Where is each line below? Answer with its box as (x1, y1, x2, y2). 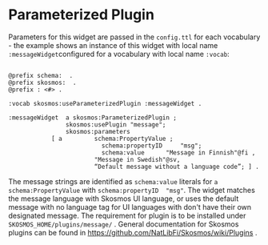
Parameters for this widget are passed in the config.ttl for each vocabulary (8, 32, 261, 42)
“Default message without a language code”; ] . (94, 163, 260, 171)
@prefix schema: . (8, 71, 74, 79)
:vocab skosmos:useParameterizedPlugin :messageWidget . (8, 99, 202, 107)
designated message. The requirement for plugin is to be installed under (8, 211, 246, 220)
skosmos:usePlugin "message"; (65, 120, 166, 129)
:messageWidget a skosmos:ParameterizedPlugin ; (8, 114, 178, 122)
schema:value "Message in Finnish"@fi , (101, 148, 256, 157)
